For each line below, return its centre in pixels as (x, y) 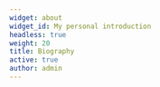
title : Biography (42, 52)
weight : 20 (30, 43)
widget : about (36, 18)
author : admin (36, 69)
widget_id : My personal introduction (80, 26)
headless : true (38, 34)
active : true (34, 60)
